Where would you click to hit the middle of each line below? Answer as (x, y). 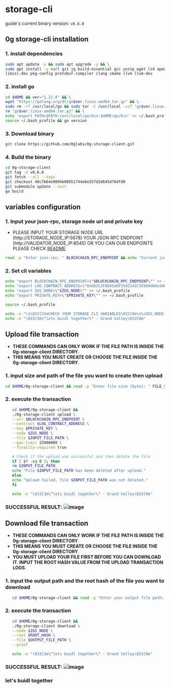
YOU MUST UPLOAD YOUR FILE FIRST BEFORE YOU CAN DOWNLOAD (87, 557)
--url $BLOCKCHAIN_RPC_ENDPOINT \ (48, 419)
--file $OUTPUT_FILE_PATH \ (41, 640)
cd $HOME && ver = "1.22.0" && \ (38, 97)
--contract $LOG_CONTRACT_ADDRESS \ (51, 424)
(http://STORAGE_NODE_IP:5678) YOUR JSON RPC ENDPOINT (78, 238)
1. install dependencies (34, 54)
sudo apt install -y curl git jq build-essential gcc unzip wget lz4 (80, 69)
